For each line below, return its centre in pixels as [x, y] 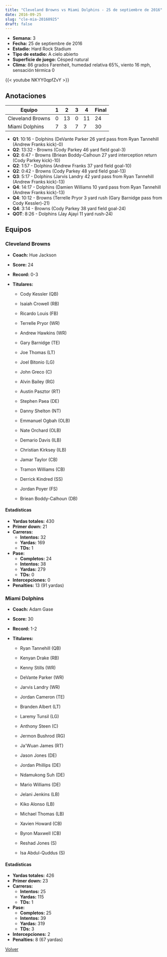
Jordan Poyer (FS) [39, 489]
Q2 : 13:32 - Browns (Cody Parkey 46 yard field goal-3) [69, 150]
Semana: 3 [24, 38]
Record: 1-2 [25, 629]
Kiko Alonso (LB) [37, 804]
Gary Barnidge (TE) [40, 342]
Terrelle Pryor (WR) [40, 323]
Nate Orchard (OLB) [40, 430]
